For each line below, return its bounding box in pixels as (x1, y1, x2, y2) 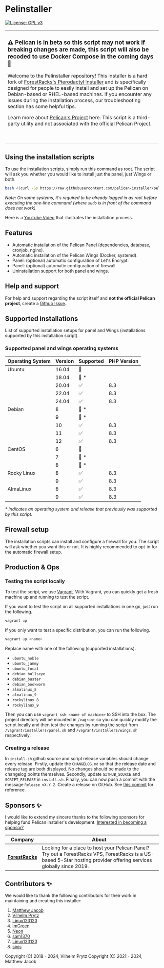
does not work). (5, 205, 37, 211)
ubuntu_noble (12, 656, 39, 661)
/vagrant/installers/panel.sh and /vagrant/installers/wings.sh (5, 727, 138, 733)
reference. (5, 787, 26, 793)
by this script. (5, 511, 33, 517)
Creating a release (5, 744, 50, 751)
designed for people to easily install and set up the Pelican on (7, 85, 148, 92)
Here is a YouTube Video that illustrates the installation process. (5, 215, 133, 221)
